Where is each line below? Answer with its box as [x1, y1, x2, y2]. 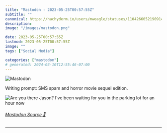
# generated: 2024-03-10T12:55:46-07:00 [5, 62, 90, 67]
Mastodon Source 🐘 [5, 111, 46, 117]
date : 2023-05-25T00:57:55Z [5, 35, 64, 40]
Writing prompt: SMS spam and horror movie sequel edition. [5, 85, 128, 91]
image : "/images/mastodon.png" [5, 26, 70, 31]
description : [5, 21, 32, 26]
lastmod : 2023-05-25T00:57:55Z [5, 39, 70, 45]
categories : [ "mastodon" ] [5, 58, 59, 63]
